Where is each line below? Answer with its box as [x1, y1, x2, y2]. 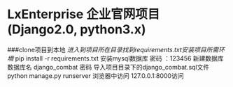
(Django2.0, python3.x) [7, 22, 146, 38]
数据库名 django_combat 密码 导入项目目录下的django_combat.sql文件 [7, 63, 210, 71]
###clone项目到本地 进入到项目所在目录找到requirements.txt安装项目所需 [7, 45, 219, 54]
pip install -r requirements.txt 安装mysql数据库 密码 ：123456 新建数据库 [15, 54, 224, 63]
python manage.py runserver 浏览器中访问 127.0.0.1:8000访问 [7, 71, 184, 80]
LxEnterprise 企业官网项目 [7, 6, 160, 22]
